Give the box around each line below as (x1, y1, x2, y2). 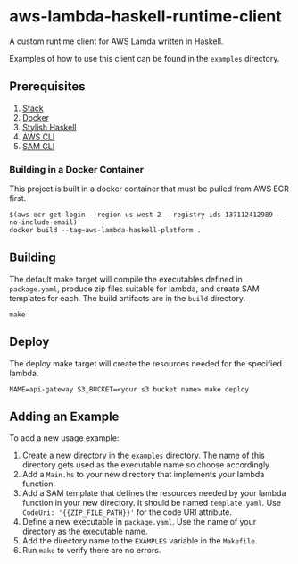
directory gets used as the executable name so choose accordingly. (21, 459, 272, 470)
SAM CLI (21, 140, 55, 151)
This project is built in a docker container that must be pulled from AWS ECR (9, 183, 290, 194)
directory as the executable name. (21, 526, 149, 537)
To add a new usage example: (9, 433, 120, 443)
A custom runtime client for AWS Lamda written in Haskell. (9, 36, 224, 46)
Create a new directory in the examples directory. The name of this (21, 450, 265, 461)
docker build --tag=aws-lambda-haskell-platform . (9, 226, 202, 235)
